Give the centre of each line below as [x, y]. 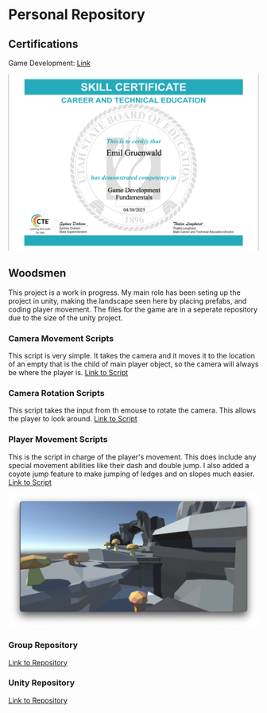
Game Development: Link [50, 63]
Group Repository [43, 645]
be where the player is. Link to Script [68, 372]
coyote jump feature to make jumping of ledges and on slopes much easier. [132, 474]
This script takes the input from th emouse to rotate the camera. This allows [132, 410]
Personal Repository [77, 15]
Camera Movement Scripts [61, 338]
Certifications [43, 44]
